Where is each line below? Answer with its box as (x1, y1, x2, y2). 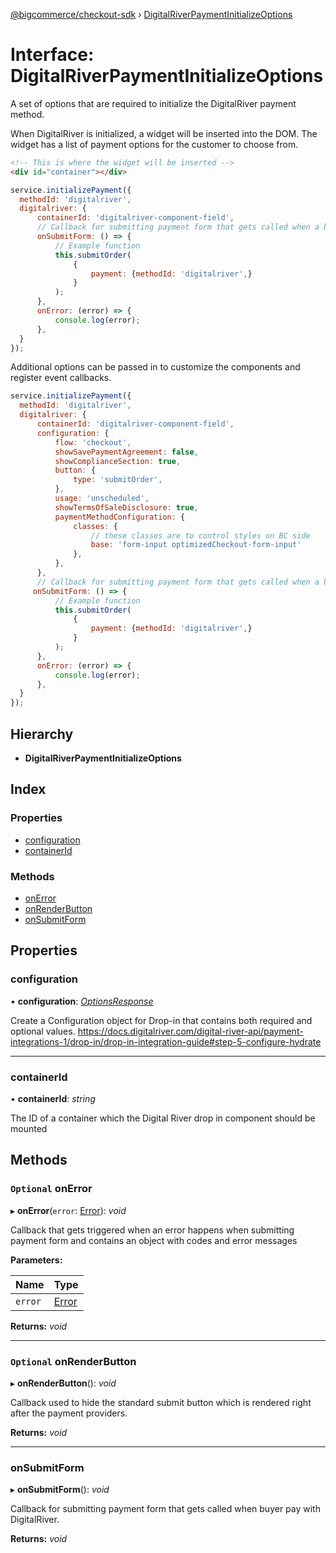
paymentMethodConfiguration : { (54, 512, 186, 522)
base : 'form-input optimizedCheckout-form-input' (90, 540, 302, 550)
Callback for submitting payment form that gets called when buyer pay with (10, 1503, 321, 1515)
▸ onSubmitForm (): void (10, 1484, 110, 1496)
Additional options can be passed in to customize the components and (10, 361, 301, 373)
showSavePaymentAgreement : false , (54, 447, 199, 457)
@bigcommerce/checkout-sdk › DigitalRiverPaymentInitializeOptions (10, 9, 293, 20)
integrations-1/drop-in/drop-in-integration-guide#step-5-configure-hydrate (10, 1035, 322, 1048)
